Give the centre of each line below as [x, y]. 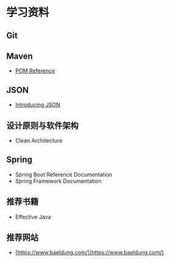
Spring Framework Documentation [58, 181]
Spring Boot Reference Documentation [64, 174]
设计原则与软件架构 [42, 126]
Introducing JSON [38, 105]
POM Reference [35, 71]
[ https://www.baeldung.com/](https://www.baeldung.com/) [90, 253]
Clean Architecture [39, 140]
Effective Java [33, 217]
